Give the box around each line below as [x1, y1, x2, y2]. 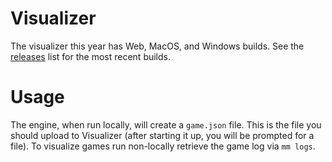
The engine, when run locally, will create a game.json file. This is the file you [10, 118, 322, 131]
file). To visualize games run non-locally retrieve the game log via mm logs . [10, 140, 316, 152]
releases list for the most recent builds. [10, 50, 172, 62]
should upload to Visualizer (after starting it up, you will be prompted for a [10, 129, 315, 141]
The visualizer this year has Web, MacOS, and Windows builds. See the [10, 40, 305, 52]
